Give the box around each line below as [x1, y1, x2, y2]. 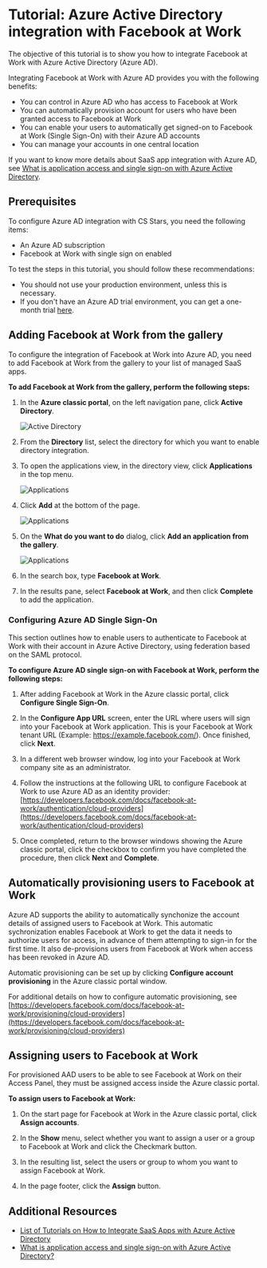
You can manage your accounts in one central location [19, 139, 199, 149]
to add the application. [19, 594, 94, 604]
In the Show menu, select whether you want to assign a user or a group [19, 1133, 255, 1143]
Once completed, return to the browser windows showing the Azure [19, 836, 243, 845]
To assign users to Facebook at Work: [8, 1094, 136, 1103]
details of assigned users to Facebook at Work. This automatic [8, 918, 214, 928]
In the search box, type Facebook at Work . [19, 570, 162, 580]
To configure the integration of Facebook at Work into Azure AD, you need [8, 349, 253, 359]
